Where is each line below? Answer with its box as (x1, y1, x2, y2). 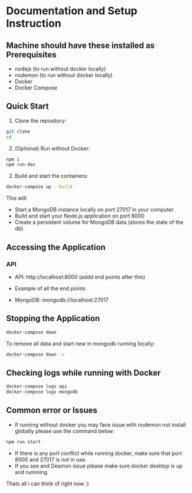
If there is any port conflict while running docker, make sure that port (14, 449, 182, 457)
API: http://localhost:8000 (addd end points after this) (14, 273, 146, 280)
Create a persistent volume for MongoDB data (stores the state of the (14, 219, 184, 226)
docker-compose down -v (6, 351, 65, 357)
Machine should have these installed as (6, 40, 155, 50)
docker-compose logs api (6, 383, 67, 389)
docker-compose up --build (6, 184, 73, 190)
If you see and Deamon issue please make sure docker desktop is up (14, 462, 183, 469)
